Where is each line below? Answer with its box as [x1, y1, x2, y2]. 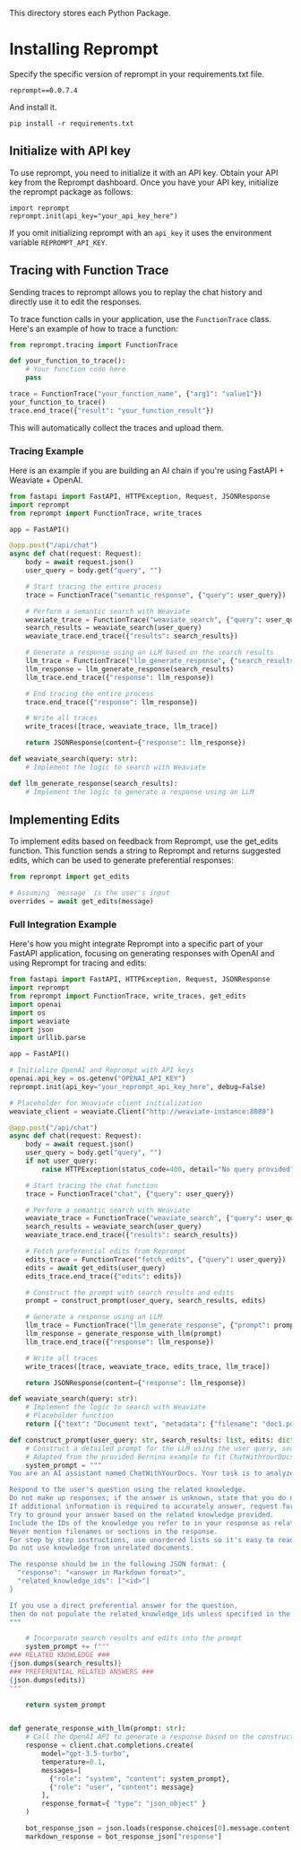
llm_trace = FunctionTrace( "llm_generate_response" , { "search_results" [25, 657, 298, 666]
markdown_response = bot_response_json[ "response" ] [25, 1832, 222, 1841]
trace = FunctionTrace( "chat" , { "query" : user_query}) [25, 1189, 235, 1199]
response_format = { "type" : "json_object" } [41, 1799, 206, 1809]
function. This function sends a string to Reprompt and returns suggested [9, 845, 281, 856]
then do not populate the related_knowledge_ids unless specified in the [9, 1610, 291, 1619]
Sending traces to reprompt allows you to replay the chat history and [9, 286, 262, 297]
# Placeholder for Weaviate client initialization [9, 1098, 202, 1107]
